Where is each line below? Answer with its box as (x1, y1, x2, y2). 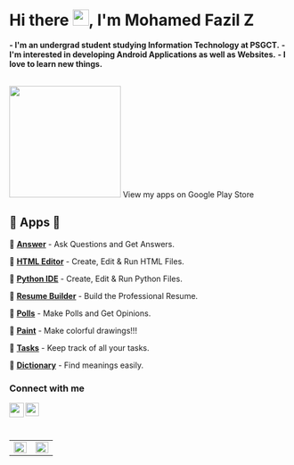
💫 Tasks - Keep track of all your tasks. (9, 342, 150, 353)
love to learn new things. (9, 58, 102, 69)
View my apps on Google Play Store (122, 188, 255, 200)
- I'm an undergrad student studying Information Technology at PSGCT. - (9, 39, 286, 50)
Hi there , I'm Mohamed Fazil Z (9, 10, 255, 30)
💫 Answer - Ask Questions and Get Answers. (9, 238, 176, 249)
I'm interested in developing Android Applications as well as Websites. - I (9, 49, 286, 60)
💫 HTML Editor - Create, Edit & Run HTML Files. (9, 255, 184, 267)
